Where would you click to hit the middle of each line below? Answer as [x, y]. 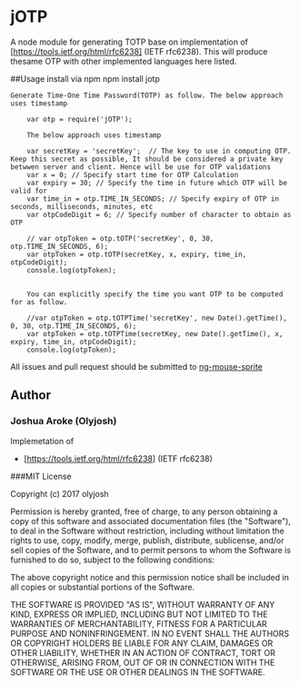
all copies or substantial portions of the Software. [102, 587]
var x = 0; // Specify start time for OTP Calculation [133, 174]
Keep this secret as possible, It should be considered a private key [147, 159]
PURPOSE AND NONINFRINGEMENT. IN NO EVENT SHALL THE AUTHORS [150, 633]
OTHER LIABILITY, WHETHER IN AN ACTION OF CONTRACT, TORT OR [143, 652]
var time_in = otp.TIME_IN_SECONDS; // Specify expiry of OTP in [153, 199]
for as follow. [39, 302]
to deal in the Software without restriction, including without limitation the [147, 531]
